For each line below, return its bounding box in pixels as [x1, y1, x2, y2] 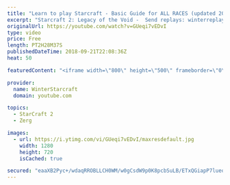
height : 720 [19, 149, 53, 156]
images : [7, 129, 29, 136]
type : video [7, 29, 41, 36]
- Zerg [13, 117, 32, 124]
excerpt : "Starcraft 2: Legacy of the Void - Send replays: [7, 16, 186, 23]
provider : [7, 79, 36, 86]
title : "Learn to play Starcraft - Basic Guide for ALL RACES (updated [7, 10, 216, 17]
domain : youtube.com [13, 92, 72, 99]
